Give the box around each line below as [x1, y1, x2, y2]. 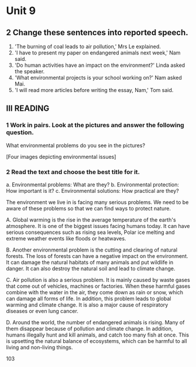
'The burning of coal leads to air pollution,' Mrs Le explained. [14, 43, 161, 50]
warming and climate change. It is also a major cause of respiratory [6, 301, 169, 308]
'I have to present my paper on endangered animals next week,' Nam [14, 49, 181, 56]
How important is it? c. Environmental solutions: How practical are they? [6, 187, 180, 194]
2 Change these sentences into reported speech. [6, 28, 188, 38]
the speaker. [14, 68, 45, 74]
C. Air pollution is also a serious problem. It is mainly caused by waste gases [6, 276, 190, 283]
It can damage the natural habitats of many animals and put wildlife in [6, 259, 174, 266]
